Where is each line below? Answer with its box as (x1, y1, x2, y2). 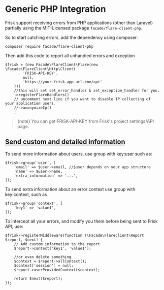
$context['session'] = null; (14, 263, 74, 268)
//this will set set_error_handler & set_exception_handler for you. (14, 88, 160, 93)
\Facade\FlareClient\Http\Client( (5, 66, 76, 71)
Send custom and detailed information (5, 138, 126, 146)
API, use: (5, 223, 24, 229)
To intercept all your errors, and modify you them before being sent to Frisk (5, 218, 158, 224)
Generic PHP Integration (5, 3, 106, 15)
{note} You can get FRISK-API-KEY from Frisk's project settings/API (17, 118, 154, 124)
